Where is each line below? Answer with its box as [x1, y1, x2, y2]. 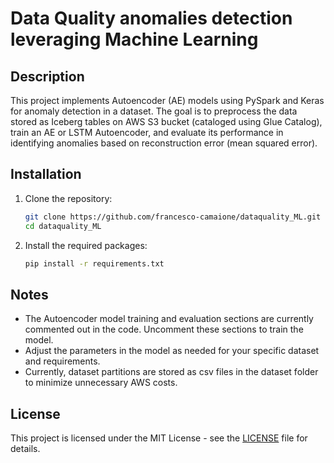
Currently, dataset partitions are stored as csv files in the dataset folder [24, 366, 319, 378]
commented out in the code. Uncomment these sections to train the [24, 323, 304, 336]
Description [10, 68, 85, 85]
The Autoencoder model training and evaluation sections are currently [24, 313, 314, 325]
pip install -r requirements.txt [24, 258, 165, 269]
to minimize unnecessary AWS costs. [24, 377, 178, 389]
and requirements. [24, 355, 101, 367]
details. [10, 443, 41, 455]
